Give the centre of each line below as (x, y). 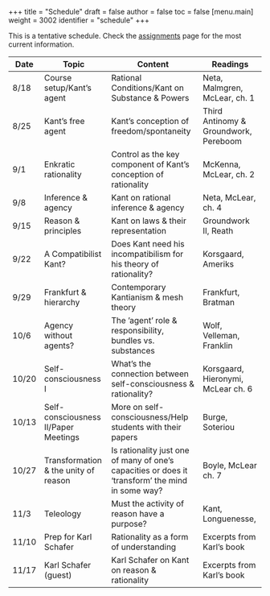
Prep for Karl (68, 537)
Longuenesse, (229, 519)
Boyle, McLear (229, 465)
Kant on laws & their (149, 221)
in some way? (137, 490)
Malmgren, (223, 88)
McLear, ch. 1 (229, 98)
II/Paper (59, 427)
